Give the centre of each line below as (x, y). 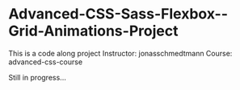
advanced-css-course (46, 62)
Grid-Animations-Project (93, 31)
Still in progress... (37, 77)
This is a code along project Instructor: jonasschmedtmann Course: (120, 53)
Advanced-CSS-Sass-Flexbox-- (118, 14)
